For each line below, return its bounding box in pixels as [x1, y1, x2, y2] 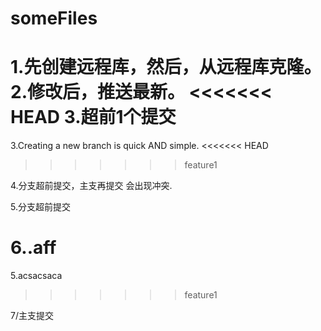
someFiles [10, 7, 98, 30]
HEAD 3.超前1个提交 [10, 106, 177, 129]
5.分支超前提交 [10, 201, 71, 213]
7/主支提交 [10, 310, 54, 322]
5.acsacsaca [10, 270, 63, 282]
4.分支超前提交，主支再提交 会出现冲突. [10, 180, 173, 192]
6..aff [10, 237, 57, 259]
